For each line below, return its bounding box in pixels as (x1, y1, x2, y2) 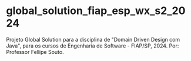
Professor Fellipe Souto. (6, 48, 64, 55)
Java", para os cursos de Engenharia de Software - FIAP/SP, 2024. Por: (6, 42, 179, 49)
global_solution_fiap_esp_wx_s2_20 (6, 4, 186, 18)
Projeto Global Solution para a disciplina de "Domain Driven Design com (6, 36, 180, 43)
